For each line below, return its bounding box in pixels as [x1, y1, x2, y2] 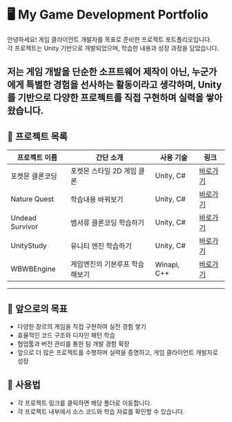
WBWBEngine [10, 265, 57, 274]
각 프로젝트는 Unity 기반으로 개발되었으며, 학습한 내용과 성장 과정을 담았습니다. [7, 44, 220, 52]
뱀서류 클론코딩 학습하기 [70, 218, 145, 228]
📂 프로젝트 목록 [7, 131, 68, 142]
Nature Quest [10, 194, 54, 204]
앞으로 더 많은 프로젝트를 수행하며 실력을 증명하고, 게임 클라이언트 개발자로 [17, 348, 219, 356]
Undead [10, 213, 37, 223]
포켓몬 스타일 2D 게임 [70, 166, 137, 176]
